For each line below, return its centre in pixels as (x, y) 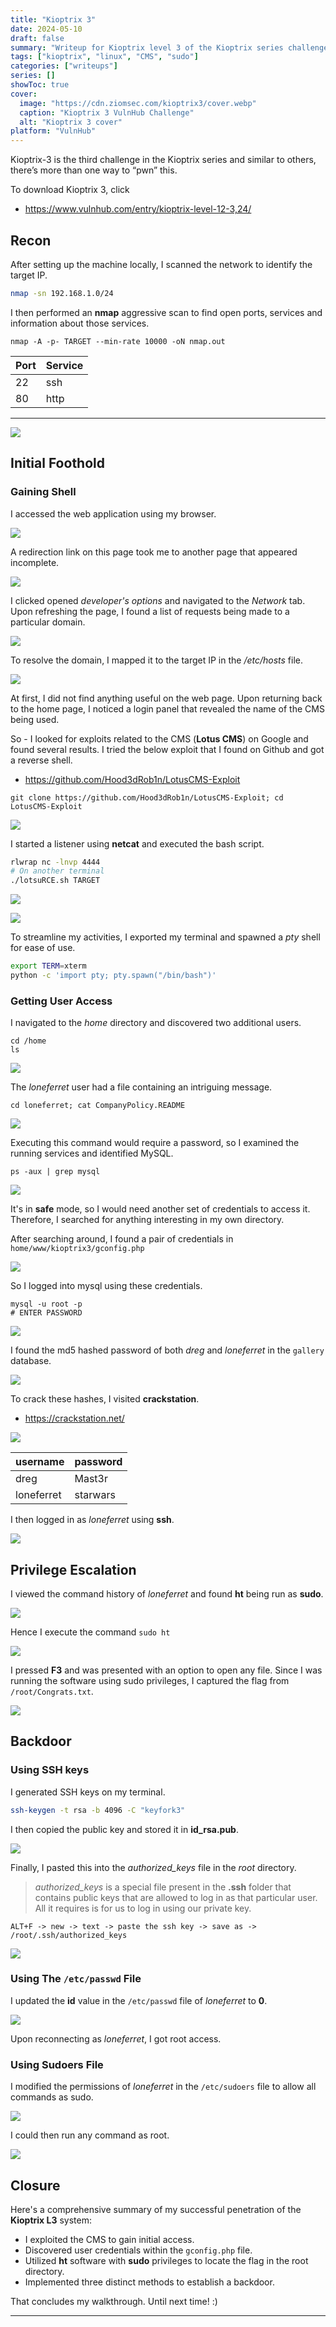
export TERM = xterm (48, 966)
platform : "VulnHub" (53, 131)
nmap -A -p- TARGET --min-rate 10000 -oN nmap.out (118, 341)
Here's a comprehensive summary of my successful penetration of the (156, 2209)
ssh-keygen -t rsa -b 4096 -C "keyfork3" (98, 1810)
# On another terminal (57, 871)
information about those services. (80, 323)
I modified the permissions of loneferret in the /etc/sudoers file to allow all (163, 2087)
